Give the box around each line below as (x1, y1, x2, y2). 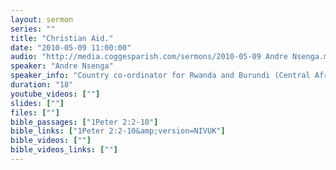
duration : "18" (10, 80, 74, 90)
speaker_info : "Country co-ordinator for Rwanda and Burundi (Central (10, 71, 311, 81)
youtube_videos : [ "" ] (10, 89, 101, 99)
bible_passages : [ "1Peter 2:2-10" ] (10, 117, 159, 127)
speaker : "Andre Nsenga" (10, 61, 114, 71)
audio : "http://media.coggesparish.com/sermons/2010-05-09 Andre (10, 52, 288, 62)
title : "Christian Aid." (10, 33, 114, 43)
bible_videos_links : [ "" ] (10, 145, 118, 155)
